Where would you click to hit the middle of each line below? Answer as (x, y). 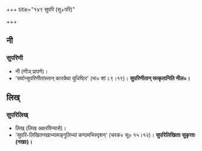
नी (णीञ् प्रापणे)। (31, 71)
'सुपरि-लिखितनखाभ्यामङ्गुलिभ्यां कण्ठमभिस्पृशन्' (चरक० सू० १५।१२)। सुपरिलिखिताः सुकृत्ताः (105, 135)
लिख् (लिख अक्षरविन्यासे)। (41, 128)
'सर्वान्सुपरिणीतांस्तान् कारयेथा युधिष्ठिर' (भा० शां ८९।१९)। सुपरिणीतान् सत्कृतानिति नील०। (103, 78)
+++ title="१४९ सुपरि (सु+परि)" (41, 9)
